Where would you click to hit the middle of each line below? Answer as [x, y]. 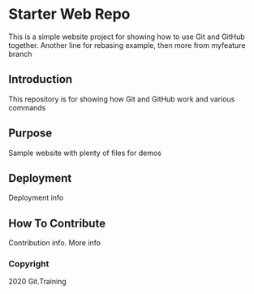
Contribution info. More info [55, 243]
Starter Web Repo [69, 14]
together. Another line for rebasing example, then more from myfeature [127, 45]
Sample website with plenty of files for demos [85, 153]
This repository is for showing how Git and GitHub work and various [122, 99]
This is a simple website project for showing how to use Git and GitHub [127, 37]
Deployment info [36, 198]
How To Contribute [57, 223]
